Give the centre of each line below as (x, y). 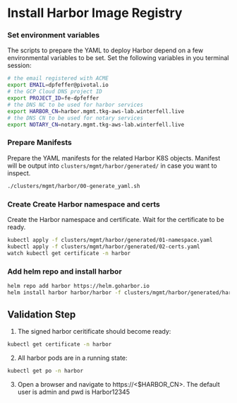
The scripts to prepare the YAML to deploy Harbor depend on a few (105, 50)
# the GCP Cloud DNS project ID (55, 92)
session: (19, 66)
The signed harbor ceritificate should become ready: (94, 332)
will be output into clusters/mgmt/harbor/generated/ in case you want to (112, 165)
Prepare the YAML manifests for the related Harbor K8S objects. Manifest (114, 158)
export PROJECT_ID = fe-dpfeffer (53, 98)
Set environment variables (54, 35)
